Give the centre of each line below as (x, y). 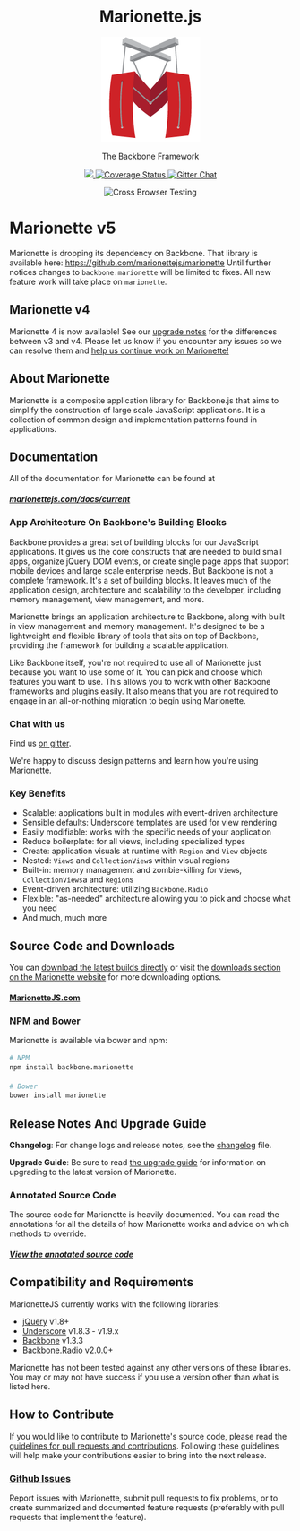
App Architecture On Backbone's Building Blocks (118, 523)
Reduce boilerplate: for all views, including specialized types (134, 842)
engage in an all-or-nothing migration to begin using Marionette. (128, 700)
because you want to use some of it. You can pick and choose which (136, 672)
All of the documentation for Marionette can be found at (112, 479)
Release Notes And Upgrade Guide (108, 1124)
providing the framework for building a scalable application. (119, 645)
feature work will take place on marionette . (88, 281)
